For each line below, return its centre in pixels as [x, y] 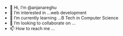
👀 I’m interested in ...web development [48, 13]
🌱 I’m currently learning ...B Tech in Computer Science [64, 18]
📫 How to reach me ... [32, 28]
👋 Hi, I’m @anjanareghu [33, 8]
